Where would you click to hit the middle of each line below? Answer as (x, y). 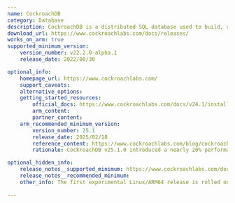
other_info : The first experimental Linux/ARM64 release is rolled (120, 182)
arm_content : (51, 111)
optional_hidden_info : (40, 163)
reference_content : (61, 143)
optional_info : (29, 72)
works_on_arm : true (36, 40)
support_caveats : (45, 85)
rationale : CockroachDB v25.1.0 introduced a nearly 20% (117, 150)
